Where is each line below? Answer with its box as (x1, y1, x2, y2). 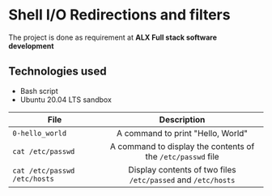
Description (159, 113, 206, 125)
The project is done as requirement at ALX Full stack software (8, 32, 217, 42)
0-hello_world (12, 128, 67, 138)
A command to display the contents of (109, 140, 255, 151)
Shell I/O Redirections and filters (8, 6, 231, 24)
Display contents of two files (128, 164, 236, 175)
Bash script (19, 86, 58, 96)
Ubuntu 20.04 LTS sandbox (19, 95, 112, 104)
